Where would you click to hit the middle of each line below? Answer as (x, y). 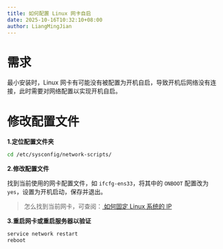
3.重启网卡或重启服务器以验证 (49, 221)
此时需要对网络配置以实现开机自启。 (70, 91)
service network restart (43, 234)
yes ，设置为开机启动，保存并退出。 (57, 192)
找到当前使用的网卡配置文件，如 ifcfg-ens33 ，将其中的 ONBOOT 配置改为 (108, 183)
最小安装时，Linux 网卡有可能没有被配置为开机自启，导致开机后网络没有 (109, 82)
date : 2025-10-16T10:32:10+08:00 (55, 20)
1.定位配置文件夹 (31, 142)
